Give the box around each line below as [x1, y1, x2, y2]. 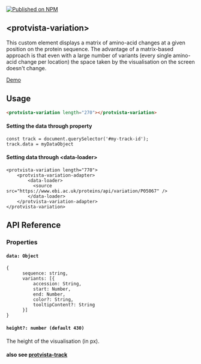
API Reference [6, 220, 61, 231]
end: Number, [32, 291, 66, 297]
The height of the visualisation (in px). [6, 337, 100, 345]
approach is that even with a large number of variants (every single [6, 52, 172, 59]
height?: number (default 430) [6, 325, 85, 332]
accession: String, [32, 281, 82, 287]
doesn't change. [6, 64, 47, 71]
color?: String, [32, 297, 74, 303]
